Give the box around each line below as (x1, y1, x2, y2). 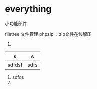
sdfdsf (7, 61, 23, 68)
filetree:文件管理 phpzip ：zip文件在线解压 (5, 31, 92, 37)
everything (5, 3, 52, 15)
